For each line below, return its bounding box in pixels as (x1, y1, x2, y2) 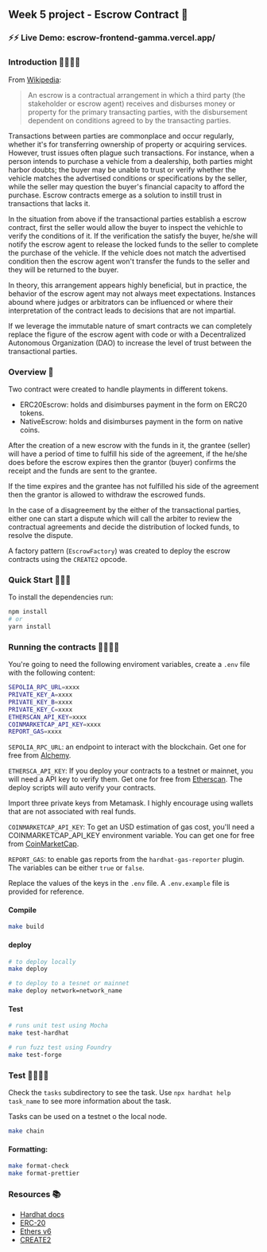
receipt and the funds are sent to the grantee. (8, 466, 157, 475)
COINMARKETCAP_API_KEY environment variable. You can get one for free (8, 831, 255, 841)
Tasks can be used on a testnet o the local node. (8, 1112, 168, 1121)
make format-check (8, 1162, 69, 1170)
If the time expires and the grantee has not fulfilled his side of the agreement (8, 481, 259, 490)
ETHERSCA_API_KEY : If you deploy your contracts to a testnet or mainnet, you (8, 766, 253, 776)
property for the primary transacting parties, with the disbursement (27, 107, 248, 116)
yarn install (8, 622, 52, 630)
